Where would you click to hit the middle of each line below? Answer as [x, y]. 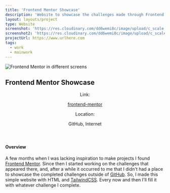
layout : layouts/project [31, 19]
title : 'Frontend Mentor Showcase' [43, 10]
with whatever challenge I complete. [43, 185]
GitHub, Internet [85, 124]
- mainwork [21, 52]
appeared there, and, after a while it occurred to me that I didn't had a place [84, 169]
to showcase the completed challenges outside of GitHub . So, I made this [82, 174]
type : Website [20, 24]
